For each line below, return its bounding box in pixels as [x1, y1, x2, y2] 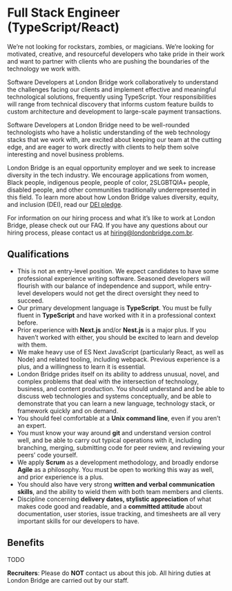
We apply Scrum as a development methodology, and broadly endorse [17, 458, 219, 466]
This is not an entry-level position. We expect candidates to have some [17, 266, 219, 275]
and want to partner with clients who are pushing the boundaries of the [7, 57, 209, 65]
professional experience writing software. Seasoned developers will [17, 274, 211, 282]
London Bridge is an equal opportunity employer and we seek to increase [7, 163, 216, 172]
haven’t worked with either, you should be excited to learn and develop [17, 333, 219, 341]
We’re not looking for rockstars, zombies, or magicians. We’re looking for [7, 42, 214, 51]
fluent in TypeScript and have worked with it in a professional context [17, 311, 216, 319]
